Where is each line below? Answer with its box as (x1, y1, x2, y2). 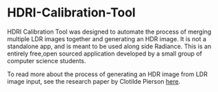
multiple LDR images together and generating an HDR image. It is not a (7, 34, 207, 43)
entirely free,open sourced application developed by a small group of (7, 49, 202, 58)
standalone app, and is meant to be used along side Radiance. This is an (7, 42, 211, 50)
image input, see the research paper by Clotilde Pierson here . (7, 77, 180, 85)
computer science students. (7, 56, 86, 65)
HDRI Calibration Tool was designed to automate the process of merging (7, 27, 212, 36)
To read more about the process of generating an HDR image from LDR (7, 70, 208, 78)
